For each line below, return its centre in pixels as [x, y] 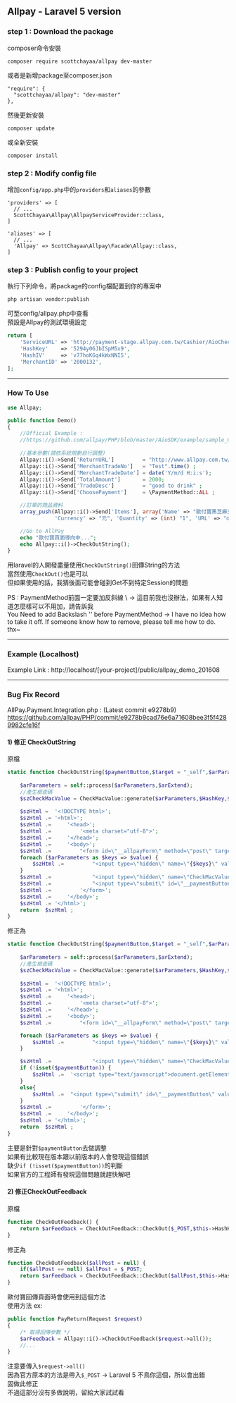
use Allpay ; [25, 408]
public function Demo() [42, 420]
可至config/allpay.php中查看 [48, 314]
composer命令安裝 [34, 48]
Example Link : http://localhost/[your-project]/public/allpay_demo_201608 [113, 670]
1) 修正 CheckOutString [41, 742]
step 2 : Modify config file [52, 173]
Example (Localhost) [43, 654]
